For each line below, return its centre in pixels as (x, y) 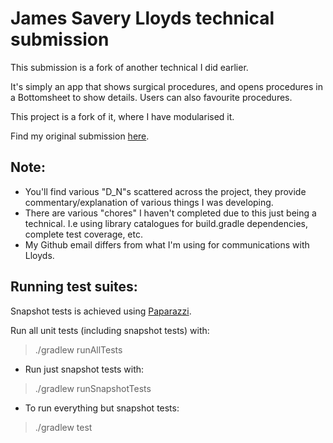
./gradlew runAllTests (78, 349)
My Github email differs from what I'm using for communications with (167, 244)
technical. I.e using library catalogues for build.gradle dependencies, (166, 223)
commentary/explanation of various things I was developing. (149, 202)
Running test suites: (74, 287)
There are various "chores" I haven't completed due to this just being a (170, 213)
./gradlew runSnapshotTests (93, 388)
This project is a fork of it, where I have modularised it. (122, 116)
